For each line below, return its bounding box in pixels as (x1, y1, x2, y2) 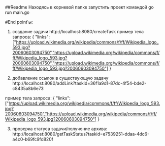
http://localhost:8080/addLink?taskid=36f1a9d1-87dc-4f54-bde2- (12, 80, 147, 86)
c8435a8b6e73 (12, 86, 44, 91)
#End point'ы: (5, 19, 33, 25)
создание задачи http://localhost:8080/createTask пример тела (12, 29, 144, 34)
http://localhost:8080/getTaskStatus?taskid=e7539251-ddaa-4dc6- (12, 131, 149, 137)
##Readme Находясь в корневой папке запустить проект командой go (5, 4, 154, 10)
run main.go (5, 9, 30, 15)
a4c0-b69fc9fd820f (12, 136, 53, 142)
